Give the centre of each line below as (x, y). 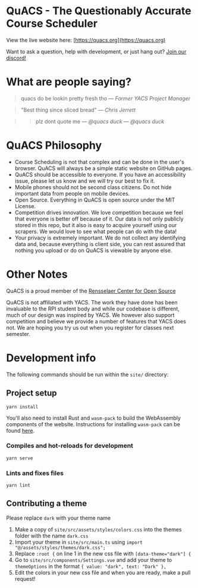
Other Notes (37, 274)
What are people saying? (69, 82)
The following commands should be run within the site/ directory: (87, 374)
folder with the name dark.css (51, 536)
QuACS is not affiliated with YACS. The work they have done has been (92, 302)
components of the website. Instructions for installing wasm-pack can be (93, 424)
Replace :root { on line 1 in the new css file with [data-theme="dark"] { (103, 554)
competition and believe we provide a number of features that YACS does (96, 321)
